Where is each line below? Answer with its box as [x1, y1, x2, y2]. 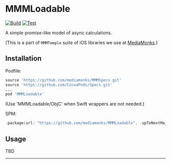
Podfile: [5, 68, 21, 74]
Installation [5, 54, 42, 63]
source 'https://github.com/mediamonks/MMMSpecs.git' [5, 77, 122, 83]
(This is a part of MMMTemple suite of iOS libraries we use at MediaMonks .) [5, 39, 158, 46]
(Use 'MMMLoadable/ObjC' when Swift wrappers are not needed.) [5, 101, 145, 107]
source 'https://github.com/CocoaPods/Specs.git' [5, 82, 113, 87]
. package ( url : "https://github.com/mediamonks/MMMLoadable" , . [5, 120, 142, 126]
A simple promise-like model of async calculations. [5, 29, 112, 36]
